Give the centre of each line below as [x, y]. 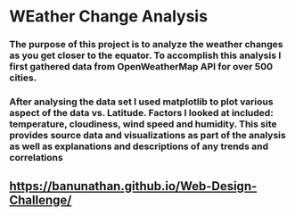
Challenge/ [41, 200]
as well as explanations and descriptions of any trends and [139, 146]
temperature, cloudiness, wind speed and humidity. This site [143, 124]
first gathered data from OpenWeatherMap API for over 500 [141, 67]
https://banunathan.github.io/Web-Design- [133, 186]
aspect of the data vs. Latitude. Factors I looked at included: [141, 113]
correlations [37, 158]
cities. [23, 78]
